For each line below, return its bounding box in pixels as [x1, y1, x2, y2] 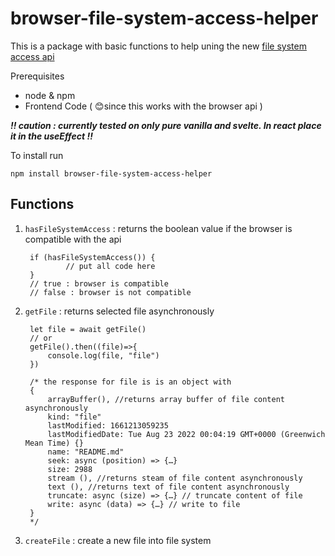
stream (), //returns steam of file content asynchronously [47, 473, 303, 483]
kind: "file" [47, 412, 102, 422]
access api [10, 50, 55, 62]
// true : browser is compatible [29, 278, 169, 289]
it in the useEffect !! [10, 130, 93, 142]
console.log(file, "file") [47, 350, 160, 361]
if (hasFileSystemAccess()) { [29, 252, 156, 262]
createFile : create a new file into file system [24, 534, 212, 546]
